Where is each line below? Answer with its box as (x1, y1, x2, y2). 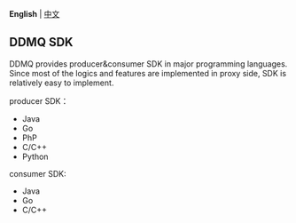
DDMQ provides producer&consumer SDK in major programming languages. (9, 58, 288, 69)
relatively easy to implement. (9, 77, 114, 88)
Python (21, 151, 49, 162)
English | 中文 (9, 9, 60, 19)
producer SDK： (9, 95, 69, 106)
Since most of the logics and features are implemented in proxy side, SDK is (9, 68, 286, 78)
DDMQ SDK (9, 35, 74, 50)
